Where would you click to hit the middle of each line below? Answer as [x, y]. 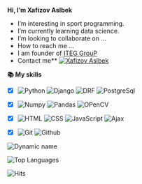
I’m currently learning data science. [68, 31]
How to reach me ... [46, 46]
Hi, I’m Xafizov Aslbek [40, 10]
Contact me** [37, 61]
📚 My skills [24, 75]
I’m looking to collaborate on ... [62, 38]
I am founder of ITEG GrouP [57, 53]
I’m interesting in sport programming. [71, 23]
